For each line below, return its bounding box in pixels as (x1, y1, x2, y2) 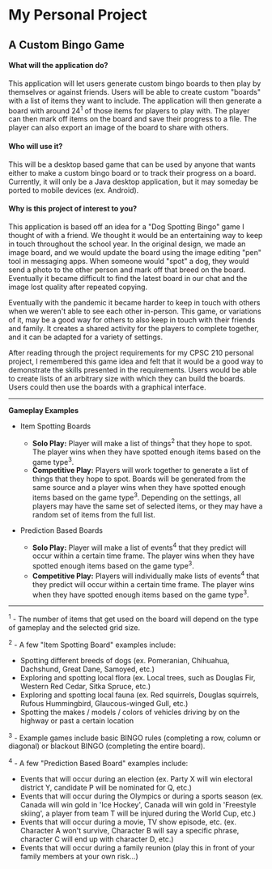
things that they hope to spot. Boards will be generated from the (32, 474, 246, 483)
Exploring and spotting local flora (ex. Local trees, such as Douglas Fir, (19, 672, 256, 682)
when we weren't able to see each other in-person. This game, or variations (8, 306, 261, 316)
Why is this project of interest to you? (8, 204, 138, 214)
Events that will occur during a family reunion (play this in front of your (19, 843, 255, 853)
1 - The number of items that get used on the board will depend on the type (8, 613, 259, 624)
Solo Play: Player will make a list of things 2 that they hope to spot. (32, 437, 253, 448)
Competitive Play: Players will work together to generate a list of (32, 466, 249, 475)
